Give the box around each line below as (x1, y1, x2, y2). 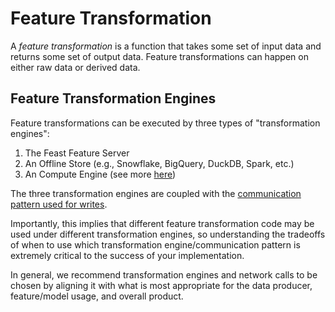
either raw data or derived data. (10, 61, 141, 73)
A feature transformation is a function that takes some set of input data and (10, 40, 322, 52)
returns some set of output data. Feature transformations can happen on (10, 50, 309, 62)
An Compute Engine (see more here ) (24, 168, 177, 180)
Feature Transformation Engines (10, 90, 217, 107)
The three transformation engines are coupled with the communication (10, 187, 302, 199)
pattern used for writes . (10, 198, 108, 210)
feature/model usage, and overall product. (10, 290, 184, 302)
